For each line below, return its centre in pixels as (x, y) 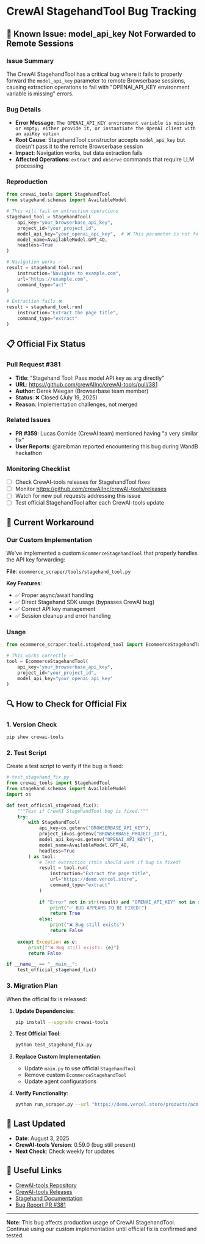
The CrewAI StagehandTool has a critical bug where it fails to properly (94, 74)
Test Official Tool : (38, 1034)
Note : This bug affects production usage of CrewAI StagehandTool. (91, 1222)
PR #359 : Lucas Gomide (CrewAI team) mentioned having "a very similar (106, 433)
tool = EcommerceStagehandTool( (47, 662)
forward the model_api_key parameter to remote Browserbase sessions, (96, 80)
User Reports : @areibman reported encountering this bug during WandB (106, 446)
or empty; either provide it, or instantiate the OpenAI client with (106, 129)
